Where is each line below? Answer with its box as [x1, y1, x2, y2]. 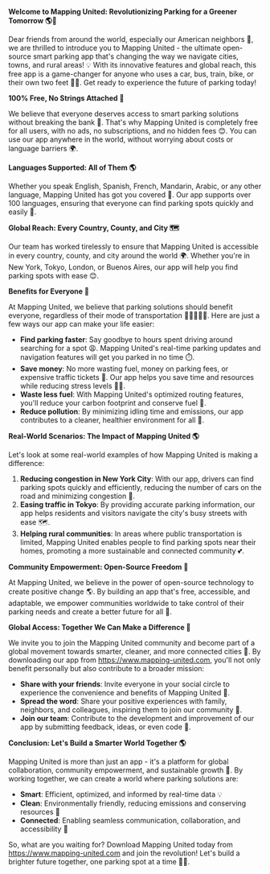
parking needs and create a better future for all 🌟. [8, 607, 173, 616]
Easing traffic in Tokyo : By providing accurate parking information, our [19, 500, 256, 509]
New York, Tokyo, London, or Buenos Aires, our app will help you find [8, 262, 239, 272]
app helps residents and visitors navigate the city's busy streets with [19, 509, 247, 517]
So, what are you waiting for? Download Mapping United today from [8, 840, 233, 849]
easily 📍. [8, 207, 37, 216]
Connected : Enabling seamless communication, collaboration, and [19, 816, 241, 825]
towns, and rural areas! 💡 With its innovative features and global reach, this [8, 60, 257, 69]
